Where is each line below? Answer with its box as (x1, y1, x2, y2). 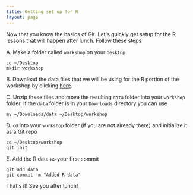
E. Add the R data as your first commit (6, 155, 99, 162)
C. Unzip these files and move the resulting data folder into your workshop (6, 93, 185, 100)
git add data (6, 166, 39, 172)
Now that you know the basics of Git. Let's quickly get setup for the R (6, 30, 176, 37)
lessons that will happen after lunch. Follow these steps (6, 37, 142, 44)
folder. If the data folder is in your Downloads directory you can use (6, 99, 168, 107)
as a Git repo (6, 128, 37, 135)
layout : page (6, 14, 39, 20)
